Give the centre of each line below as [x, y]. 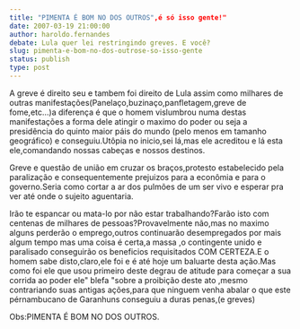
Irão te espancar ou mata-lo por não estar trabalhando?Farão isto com [139, 213]
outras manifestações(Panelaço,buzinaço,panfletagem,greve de [128, 102]
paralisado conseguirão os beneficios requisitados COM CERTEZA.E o [139, 251]
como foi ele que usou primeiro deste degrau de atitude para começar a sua [150, 271]
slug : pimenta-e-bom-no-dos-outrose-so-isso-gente [106, 51]
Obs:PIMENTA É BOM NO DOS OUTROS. [84, 316]
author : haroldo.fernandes [60, 34]
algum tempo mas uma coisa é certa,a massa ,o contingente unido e [136, 242]
